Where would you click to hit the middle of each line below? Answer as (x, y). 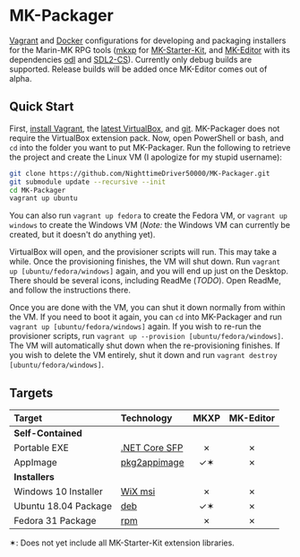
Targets (31, 392)
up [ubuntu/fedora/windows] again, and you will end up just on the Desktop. (149, 271)
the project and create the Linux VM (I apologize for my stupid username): (146, 157)
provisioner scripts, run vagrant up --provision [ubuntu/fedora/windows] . (146, 336)
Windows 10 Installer (58, 492)
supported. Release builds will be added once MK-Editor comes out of (138, 69)
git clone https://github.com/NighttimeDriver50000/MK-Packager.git (140, 173)
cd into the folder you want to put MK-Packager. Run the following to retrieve (150, 147)
